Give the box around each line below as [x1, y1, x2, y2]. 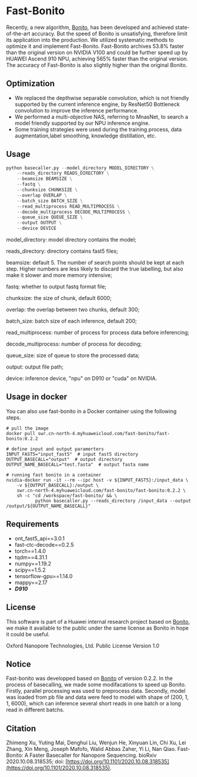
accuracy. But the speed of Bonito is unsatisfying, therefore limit [31, 30, 188, 37]
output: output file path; [6, 363, 64, 370]
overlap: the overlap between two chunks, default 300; [6, 306, 140, 313]
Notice [6, 659, 31, 669]
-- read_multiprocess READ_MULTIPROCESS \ [17, 203, 120, 209]
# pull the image [6, 425, 49, 431]
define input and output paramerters [11, 446, 104, 452]
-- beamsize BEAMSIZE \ [17, 176, 73, 182]
